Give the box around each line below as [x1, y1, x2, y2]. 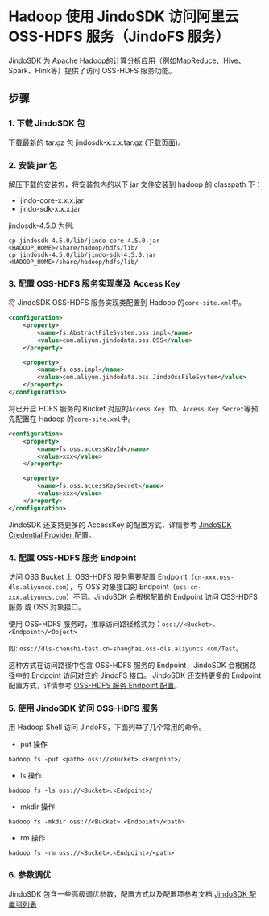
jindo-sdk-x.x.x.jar [19, 204, 81, 213]
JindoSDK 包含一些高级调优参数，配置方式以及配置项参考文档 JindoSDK [8, 889, 248, 898]
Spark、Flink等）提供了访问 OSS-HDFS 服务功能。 [8, 65, 176, 75]
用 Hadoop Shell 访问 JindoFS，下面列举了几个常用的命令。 [8, 722, 207, 732]
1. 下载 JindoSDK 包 [8, 118, 85, 129]
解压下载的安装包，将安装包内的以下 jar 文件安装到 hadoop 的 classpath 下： [8, 179, 263, 189]
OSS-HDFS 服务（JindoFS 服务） [8, 27, 230, 46]
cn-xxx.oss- [194, 573, 234, 582]
